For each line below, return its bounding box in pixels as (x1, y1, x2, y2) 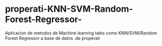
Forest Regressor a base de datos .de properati (5, 35, 100, 41)
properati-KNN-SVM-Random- (5, 3, 133, 15)
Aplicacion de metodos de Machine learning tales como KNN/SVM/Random (5, 30, 158, 36)
